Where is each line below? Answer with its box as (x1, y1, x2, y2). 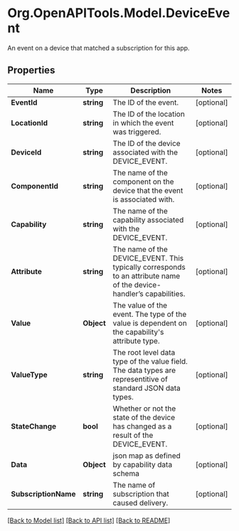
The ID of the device (112, 138, 181, 148)
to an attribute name (112, 270, 181, 280)
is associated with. (112, 194, 175, 204)
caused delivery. (112, 498, 169, 508)
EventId (11, 98, 38, 107)
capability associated (112, 215, 184, 225)
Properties (7, 64, 55, 76)
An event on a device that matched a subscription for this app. (7, 43, 190, 52)
